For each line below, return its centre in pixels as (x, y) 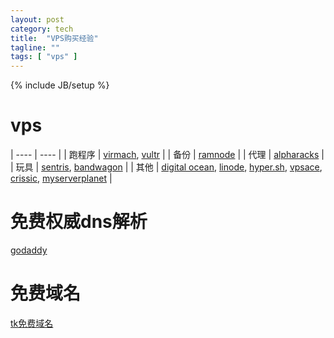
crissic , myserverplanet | (61, 178)
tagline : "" (35, 47)
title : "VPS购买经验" (54, 38)
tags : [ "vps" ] (44, 57)
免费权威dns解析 (79, 222)
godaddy (29, 250)
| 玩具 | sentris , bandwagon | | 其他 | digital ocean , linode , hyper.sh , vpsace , (166, 167)
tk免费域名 (32, 323)
